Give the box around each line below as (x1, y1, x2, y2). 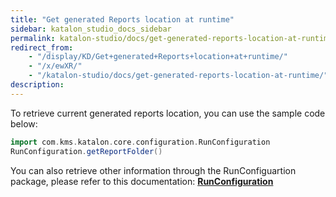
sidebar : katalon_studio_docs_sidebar (10, 24, 172, 34)
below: (10, 117, 38, 130)
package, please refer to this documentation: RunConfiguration (10, 175, 274, 187)
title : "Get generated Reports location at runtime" (10, 14, 235, 25)
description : (10, 80, 65, 90)
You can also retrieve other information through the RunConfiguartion (10, 164, 297, 176)
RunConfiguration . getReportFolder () (10, 146, 163, 156)
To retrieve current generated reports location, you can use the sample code (10, 107, 326, 119)
